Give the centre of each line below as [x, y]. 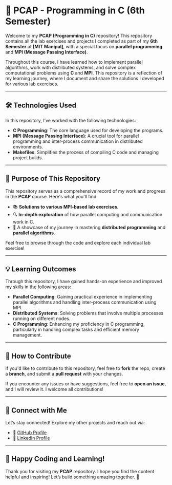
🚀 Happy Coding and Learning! [55, 459]
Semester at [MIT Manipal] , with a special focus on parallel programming [84, 46]
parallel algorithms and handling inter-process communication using [85, 302]
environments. [28, 146]
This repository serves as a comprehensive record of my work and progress [85, 191]
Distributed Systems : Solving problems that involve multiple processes [88, 313]
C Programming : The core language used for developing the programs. [88, 130]
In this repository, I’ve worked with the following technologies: [71, 120]
